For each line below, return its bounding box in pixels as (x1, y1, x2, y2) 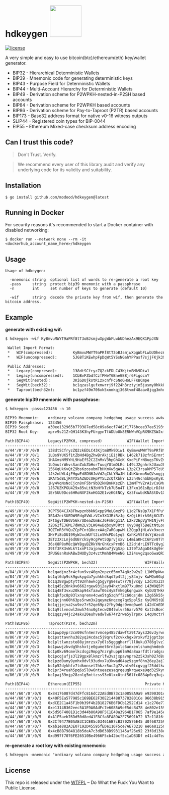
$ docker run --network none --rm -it (5, 237, 87, 242)
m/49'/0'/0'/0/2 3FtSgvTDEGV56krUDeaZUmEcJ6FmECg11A (5, 518, 125, 523)
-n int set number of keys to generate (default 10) (10, 286, 147, 291)
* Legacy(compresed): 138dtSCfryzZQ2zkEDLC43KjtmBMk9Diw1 (7, 369, 150, 374)
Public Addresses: (7, 364, 46, 369)
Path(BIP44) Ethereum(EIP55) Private (5, 682, 161, 687)
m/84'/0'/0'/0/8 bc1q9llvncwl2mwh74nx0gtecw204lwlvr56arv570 (5, 607, 143, 612)
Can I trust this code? (5, 138, 74, 146)
